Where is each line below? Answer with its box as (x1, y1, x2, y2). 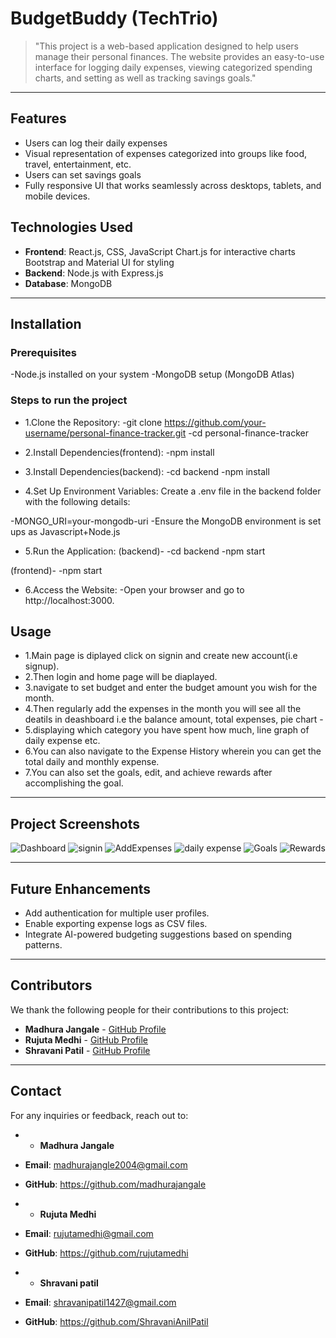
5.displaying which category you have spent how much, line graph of (24, 724, 310, 736)
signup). (24, 660, 60, 672)
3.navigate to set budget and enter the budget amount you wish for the (24, 682, 318, 694)
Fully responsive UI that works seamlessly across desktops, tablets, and (24, 179, 322, 191)
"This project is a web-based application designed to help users (34, 40, 299, 52)
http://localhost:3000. (24, 594, 115, 606)
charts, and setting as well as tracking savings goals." (34, 72, 257, 84)
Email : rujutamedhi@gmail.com (24, 1227, 154, 1239)
